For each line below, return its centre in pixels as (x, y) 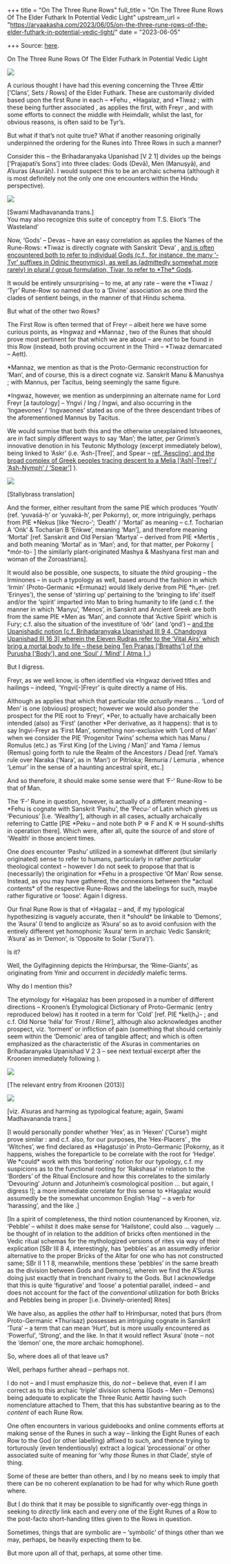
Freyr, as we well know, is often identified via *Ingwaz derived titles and (109, 680)
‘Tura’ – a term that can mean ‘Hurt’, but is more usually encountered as (109, 1328)
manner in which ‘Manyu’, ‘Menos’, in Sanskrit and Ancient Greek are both (112, 609)
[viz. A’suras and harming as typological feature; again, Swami (96, 1111)
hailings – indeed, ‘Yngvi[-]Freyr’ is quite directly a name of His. (97, 687)
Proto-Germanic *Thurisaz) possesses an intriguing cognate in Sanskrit (109, 1321)
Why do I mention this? (40, 986)
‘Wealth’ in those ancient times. (52, 838)
